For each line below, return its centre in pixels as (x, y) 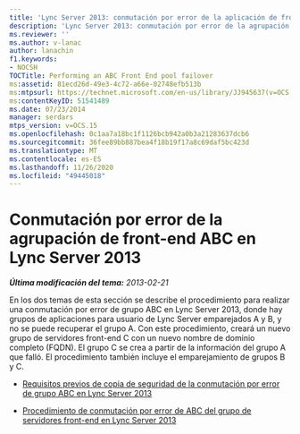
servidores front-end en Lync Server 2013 (99, 421)
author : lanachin (42, 51)
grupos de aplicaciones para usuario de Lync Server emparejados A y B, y (146, 319)
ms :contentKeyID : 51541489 (59, 101)
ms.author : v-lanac (46, 43)
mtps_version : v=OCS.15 (54, 126)
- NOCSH (24, 68)
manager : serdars (42, 117)
